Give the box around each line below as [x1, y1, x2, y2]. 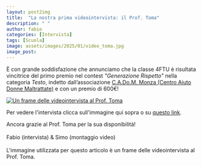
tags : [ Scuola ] [6, 37, 45, 43]
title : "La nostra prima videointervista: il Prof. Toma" [6, 15, 160, 21]
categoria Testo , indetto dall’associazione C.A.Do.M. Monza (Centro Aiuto [6, 78, 192, 86]
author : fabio [6, 26, 43, 32]
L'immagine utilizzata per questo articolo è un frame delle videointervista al [6, 146, 195, 153]
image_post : [6, 49, 37, 55]
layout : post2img [6, 9, 51, 15]
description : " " [6, 20, 51, 26]
